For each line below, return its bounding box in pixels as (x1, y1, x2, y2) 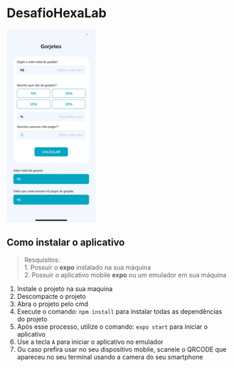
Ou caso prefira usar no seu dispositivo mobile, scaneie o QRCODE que (16, 344, 227, 354)
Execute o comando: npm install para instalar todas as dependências (16, 307, 223, 315)
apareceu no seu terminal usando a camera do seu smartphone (16, 352, 203, 361)
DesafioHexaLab (6, 5, 107, 21)
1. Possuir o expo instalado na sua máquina (23, 262, 151, 272)
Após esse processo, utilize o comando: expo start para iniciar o (16, 322, 208, 331)
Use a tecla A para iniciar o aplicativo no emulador (16, 337, 164, 346)
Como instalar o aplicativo (6, 237, 125, 249)
